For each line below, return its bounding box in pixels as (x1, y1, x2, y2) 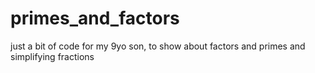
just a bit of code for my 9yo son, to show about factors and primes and (10, 40, 306, 52)
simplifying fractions (10, 50, 95, 62)
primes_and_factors (10, 7, 180, 30)
